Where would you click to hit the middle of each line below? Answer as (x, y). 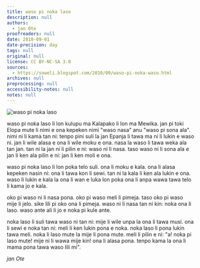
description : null (29, 17)
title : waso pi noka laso (39, 12)
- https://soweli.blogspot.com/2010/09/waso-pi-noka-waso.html (92, 73)
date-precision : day (32, 45)
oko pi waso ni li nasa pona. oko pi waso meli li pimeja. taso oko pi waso (95, 197)
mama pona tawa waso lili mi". (44, 247)
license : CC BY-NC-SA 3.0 (39, 61)
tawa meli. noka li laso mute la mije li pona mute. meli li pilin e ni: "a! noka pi (99, 234)
